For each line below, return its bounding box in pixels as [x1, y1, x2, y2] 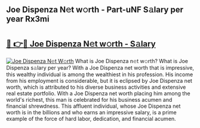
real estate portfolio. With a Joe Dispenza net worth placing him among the [6, 90, 190, 97]
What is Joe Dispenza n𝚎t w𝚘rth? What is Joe [75, 58, 189, 64]
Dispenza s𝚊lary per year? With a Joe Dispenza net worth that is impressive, [6, 64, 195, 71]
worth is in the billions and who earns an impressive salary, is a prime [6, 109, 177, 115]
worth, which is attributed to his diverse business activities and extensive [6, 83, 186, 90]
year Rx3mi [6, 14, 50, 24]
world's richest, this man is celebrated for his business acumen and [6, 96, 173, 103]
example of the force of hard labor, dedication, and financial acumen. [6, 115, 176, 122]
